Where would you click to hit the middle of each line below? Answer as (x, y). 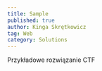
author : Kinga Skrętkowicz (47, 27)
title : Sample (28, 14)
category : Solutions (38, 40)
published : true (31, 20)
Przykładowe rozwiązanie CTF (51, 60)
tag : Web (20, 33)
